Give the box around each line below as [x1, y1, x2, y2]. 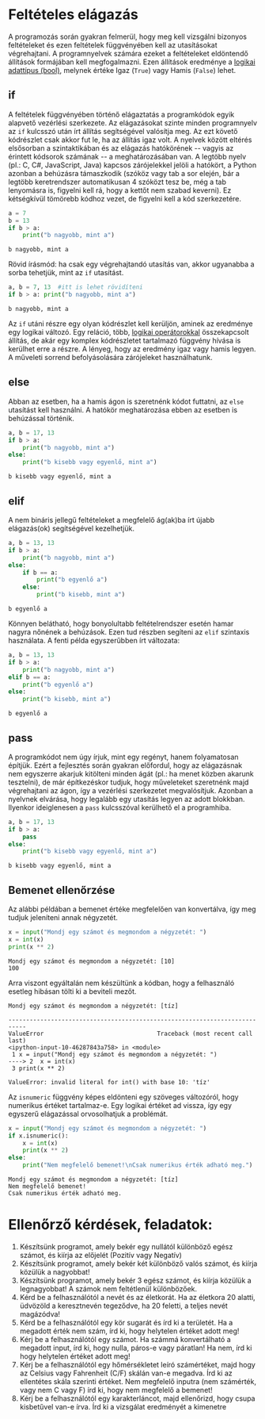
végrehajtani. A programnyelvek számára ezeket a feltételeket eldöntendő [8, 48, 249, 58]
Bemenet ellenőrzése [8, 883, 115, 897]
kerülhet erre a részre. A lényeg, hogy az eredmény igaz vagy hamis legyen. [8, 344, 256, 354]
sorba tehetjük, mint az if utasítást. [8, 268, 124, 278]
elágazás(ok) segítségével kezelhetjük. [8, 523, 134, 533]
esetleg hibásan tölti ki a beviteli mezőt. [8, 986, 137, 996]
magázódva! [19, 1309, 61, 1318]
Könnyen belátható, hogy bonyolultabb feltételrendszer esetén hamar [8, 619, 234, 628]
